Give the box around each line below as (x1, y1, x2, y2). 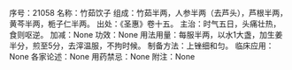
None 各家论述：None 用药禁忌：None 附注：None (9, 52, 196, 61)
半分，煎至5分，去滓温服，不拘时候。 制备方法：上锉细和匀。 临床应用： (9, 40, 274, 51)
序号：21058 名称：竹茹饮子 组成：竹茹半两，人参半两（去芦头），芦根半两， (9, 8, 288, 17)
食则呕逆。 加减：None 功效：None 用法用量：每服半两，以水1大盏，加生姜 (9, 30, 283, 39)
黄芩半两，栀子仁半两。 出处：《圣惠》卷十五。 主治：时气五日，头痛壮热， (9, 18, 281, 29)
